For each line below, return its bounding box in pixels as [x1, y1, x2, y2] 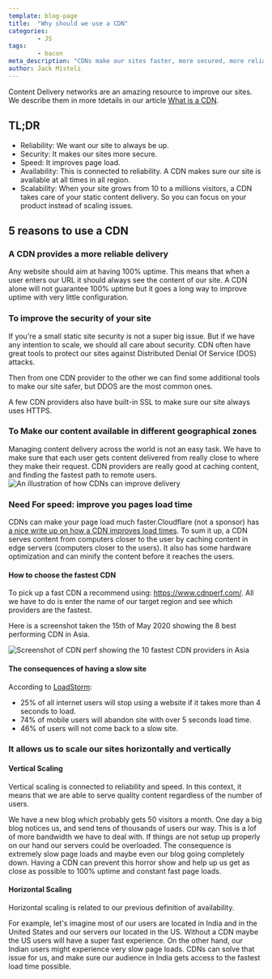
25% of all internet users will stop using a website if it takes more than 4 [19, 697, 261, 707]
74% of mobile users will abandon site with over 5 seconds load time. [19, 714, 253, 725]
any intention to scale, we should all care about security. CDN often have [8, 339, 251, 349]
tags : [8, 42, 27, 50]
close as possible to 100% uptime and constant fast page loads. [8, 866, 222, 875]
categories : [8, 27, 49, 35]
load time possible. [8, 961, 71, 971]
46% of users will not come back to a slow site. [19, 723, 179, 733]
